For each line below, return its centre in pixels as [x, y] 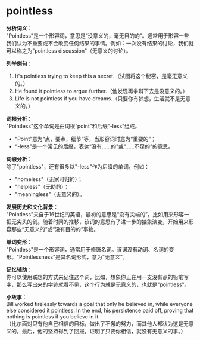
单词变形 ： [19, 242]
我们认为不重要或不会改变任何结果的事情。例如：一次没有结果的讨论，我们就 [100, 43]
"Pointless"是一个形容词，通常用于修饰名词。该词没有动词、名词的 [87, 249]
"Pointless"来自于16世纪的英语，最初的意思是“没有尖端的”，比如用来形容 [95, 214]
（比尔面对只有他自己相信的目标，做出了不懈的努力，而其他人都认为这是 [95, 323]
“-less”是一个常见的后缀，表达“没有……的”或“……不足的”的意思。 [94, 146]
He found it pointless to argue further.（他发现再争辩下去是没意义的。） [101, 91]
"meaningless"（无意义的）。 [50, 194]
